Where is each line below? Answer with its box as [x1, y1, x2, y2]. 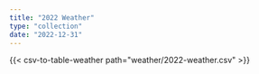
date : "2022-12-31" [9, 30, 83, 39]
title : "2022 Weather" [9, 13, 95, 23]
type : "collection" [9, 22, 83, 31]
